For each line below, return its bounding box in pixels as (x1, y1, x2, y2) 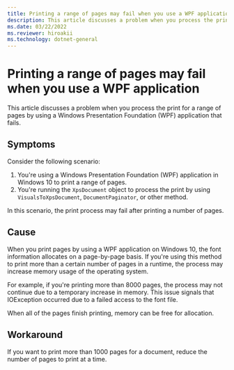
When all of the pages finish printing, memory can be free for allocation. (7, 309, 214, 317)
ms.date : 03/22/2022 (7, 23, 68, 30)
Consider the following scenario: (7, 157, 101, 166)
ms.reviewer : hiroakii (7, 29, 73, 37)
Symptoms (7, 138, 56, 150)
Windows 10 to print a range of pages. (17, 178, 127, 186)
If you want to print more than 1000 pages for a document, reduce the (7, 347, 208, 355)
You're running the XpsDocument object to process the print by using (17, 185, 210, 193)
